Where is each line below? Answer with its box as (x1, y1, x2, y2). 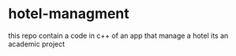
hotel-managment (8, 5, 130, 23)
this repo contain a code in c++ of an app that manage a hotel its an (8, 31, 229, 40)
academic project (8, 39, 66, 48)
